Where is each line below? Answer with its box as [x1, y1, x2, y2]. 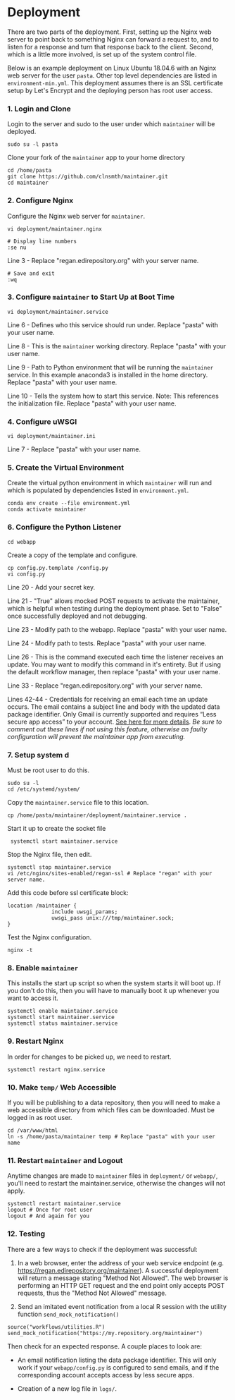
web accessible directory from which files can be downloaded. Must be [7, 1105, 215, 1114]
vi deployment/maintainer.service [7, 308, 109, 315]
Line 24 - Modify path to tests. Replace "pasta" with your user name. [7, 639, 207, 647]
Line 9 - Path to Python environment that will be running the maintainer [7, 363, 214, 371]
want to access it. [7, 994, 58, 1002]
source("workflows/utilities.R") [7, 1323, 106, 1330]
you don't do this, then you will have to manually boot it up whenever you [7, 987, 220, 995]
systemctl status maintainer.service [7, 1020, 118, 1027]
